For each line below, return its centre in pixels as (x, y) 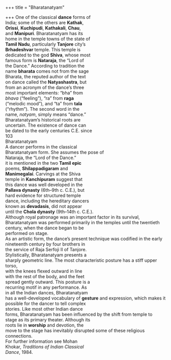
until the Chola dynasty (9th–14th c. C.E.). (49, 212)
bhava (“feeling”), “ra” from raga (40, 98)
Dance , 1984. (19, 352)
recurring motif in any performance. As (46, 287)
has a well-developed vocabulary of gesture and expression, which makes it (85, 298)
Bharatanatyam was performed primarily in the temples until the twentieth (82, 222)
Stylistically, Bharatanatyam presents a (46, 255)
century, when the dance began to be (45, 228)
